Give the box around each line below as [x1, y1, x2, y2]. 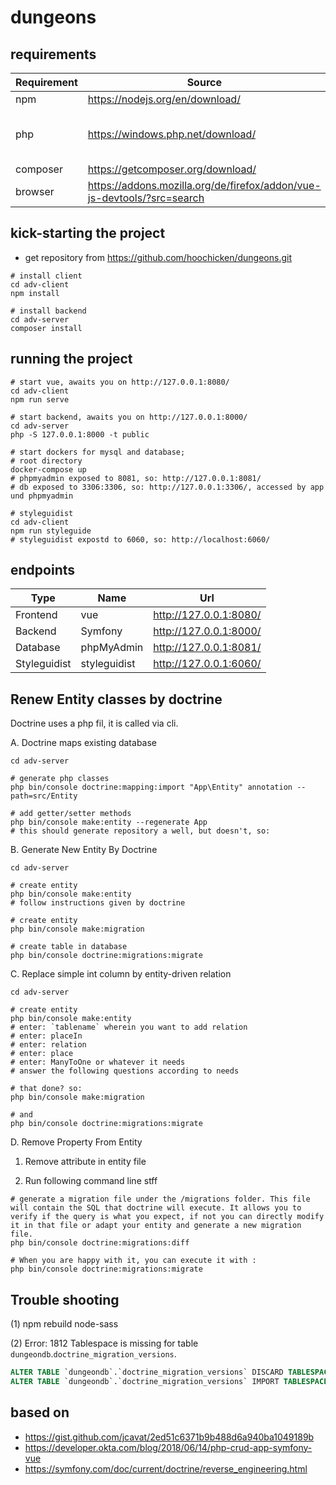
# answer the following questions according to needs [10, 1066, 240, 1076]
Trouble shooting [10, 1291, 120, 1308]
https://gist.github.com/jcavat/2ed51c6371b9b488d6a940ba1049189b [24, 1431, 315, 1443]
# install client [10, 271, 83, 281]
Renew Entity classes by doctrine [10, 691, 223, 708]
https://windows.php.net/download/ [87, 127, 257, 141]
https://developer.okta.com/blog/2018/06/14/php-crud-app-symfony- [24, 1441, 313, 1453]
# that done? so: [10, 1084, 83, 1094]
